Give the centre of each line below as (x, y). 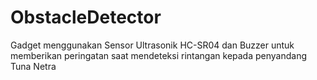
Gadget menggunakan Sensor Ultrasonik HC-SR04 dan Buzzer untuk (152, 45)
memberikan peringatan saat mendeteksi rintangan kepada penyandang (159, 55)
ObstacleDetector (86, 17)
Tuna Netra (33, 66)
